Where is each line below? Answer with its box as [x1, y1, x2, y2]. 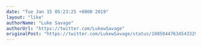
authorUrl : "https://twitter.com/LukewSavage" [6, 25, 125, 32]
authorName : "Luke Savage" [6, 20, 74, 26]
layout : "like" [6, 14, 44, 20]
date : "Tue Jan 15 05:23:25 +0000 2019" [6, 8, 109, 15]
